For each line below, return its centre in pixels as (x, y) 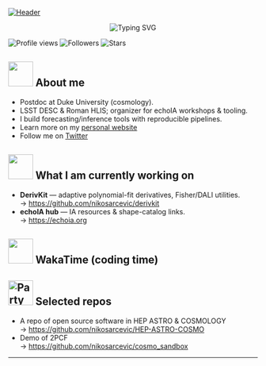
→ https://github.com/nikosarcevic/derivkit (89, 203)
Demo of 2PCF (44, 337)
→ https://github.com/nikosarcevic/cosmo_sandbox (104, 346)
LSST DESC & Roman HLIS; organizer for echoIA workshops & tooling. (133, 110)
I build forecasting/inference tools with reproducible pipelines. (121, 118)
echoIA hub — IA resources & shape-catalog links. (103, 211)
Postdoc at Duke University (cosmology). (87, 102)
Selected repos (74, 302)
